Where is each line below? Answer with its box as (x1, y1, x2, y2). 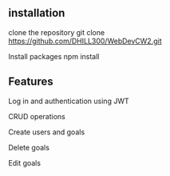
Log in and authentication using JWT (8, 96, 129, 106)
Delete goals (8, 142, 50, 152)
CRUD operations (8, 111, 65, 121)
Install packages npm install (8, 51, 100, 61)
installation (8, 6, 65, 20)
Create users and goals (8, 127, 85, 137)
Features (8, 75, 53, 89)
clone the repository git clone (8, 27, 105, 37)
